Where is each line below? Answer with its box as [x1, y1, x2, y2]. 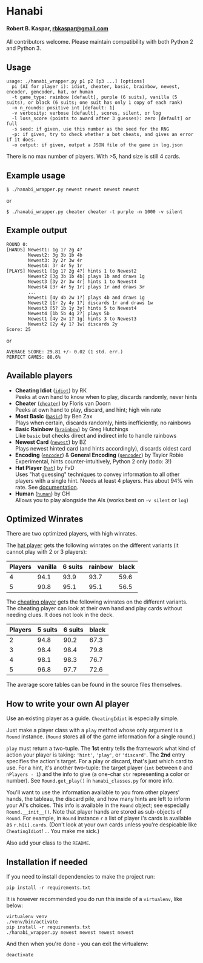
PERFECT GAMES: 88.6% [6, 354, 61, 360]
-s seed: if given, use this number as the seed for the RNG [12, 126, 170, 132]
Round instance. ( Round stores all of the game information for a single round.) [6, 733, 196, 740]
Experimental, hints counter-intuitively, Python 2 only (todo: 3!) [15, 457, 172, 465]
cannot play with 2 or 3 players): [6, 548, 87, 556]
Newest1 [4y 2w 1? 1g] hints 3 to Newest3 [28, 316, 137, 322]
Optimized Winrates [6, 514, 84, 525]
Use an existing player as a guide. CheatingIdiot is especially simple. [6, 715, 179, 722]
